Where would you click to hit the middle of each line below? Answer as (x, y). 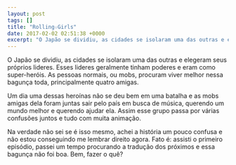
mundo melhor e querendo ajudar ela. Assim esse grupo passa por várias (113, 111)
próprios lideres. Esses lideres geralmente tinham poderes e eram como (111, 67)
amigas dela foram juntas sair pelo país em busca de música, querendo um (116, 103)
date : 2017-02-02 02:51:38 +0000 (56, 33)
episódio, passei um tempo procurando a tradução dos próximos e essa (111, 147)
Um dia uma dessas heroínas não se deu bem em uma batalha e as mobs (113, 96)
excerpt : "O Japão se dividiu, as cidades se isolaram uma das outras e (116, 40)
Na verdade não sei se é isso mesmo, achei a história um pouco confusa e (115, 132)
